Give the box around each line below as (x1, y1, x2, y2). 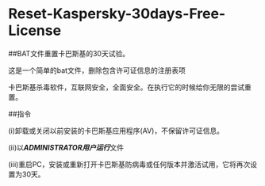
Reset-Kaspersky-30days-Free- (8, 5, 226, 23)
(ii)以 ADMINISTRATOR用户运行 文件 (8, 142, 125, 152)
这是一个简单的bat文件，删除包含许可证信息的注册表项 (8, 65, 186, 75)
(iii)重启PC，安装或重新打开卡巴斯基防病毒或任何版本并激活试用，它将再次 (8, 159, 251, 169)
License (8, 21, 62, 40)
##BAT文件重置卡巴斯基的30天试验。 (8, 48, 129, 58)
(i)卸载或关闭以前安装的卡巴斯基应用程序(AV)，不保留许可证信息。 (8, 126, 225, 135)
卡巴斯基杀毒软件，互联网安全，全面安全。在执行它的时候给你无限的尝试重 (8, 82, 252, 92)
